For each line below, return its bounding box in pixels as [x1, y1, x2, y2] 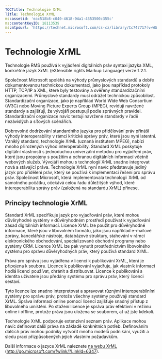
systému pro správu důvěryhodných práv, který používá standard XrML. [5, 248, 149, 254]
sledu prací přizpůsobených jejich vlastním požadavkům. [5, 334, 119, 339]
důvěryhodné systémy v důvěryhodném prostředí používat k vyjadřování [5, 217, 150, 223]
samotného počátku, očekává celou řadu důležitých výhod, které [5, 180, 135, 186]
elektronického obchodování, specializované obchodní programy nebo [5, 238, 146, 244]
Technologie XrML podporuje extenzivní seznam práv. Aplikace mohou [5, 318, 146, 324]
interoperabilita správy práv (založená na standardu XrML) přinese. [5, 185, 139, 191]
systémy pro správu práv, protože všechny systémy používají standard [5, 293, 146, 299]
